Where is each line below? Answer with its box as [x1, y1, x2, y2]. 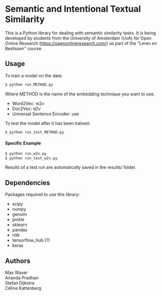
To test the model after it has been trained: [5, 120, 90, 126]
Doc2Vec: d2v [12, 106, 41, 111]
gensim [12, 211, 27, 217]
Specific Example [5, 140, 41, 146]
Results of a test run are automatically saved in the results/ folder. [5, 165, 137, 170]
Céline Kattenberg [5, 285, 41, 291]
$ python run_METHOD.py [5, 82, 54, 87]
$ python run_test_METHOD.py [5, 129, 64, 135]
